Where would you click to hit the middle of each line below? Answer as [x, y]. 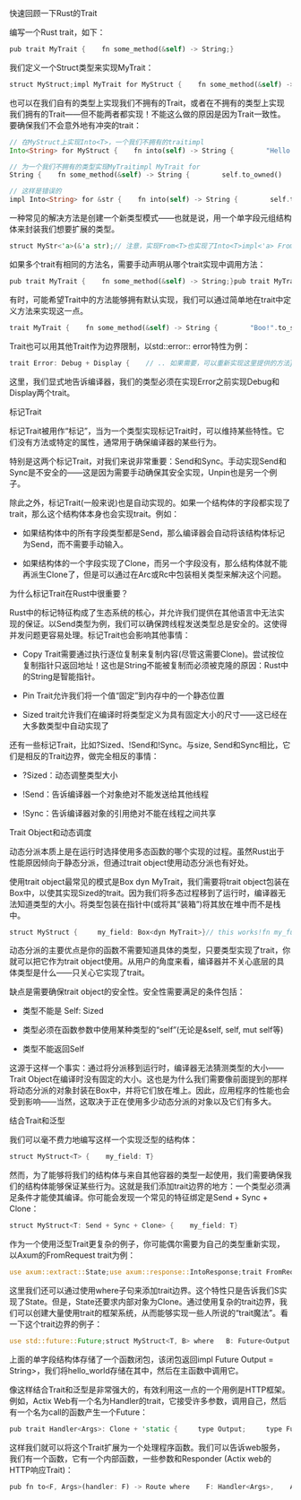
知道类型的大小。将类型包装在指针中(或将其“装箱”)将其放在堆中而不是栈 [149, 903]
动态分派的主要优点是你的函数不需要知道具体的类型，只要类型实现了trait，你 [150, 950]
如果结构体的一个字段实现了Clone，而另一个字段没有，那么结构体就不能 [155, 562]
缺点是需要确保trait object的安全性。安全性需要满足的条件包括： [127, 992]
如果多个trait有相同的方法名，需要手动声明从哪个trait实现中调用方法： [138, 264]
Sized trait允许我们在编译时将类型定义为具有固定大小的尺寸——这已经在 [155, 714]
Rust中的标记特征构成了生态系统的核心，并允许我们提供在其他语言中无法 [143, 612]
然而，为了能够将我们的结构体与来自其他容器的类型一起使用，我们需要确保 [146, 1175]
